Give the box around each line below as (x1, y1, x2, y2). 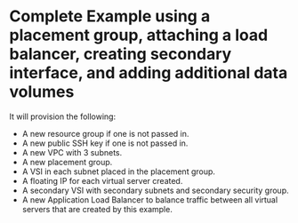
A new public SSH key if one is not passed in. (21, 138, 189, 148)
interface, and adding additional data (9, 63, 288, 84)
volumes (9, 82, 75, 102)
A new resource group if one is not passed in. (21, 128, 189, 139)
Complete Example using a (9, 6, 211, 27)
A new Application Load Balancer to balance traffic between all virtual (21, 194, 278, 205)
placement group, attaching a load (9, 25, 269, 45)
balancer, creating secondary (9, 44, 232, 64)
